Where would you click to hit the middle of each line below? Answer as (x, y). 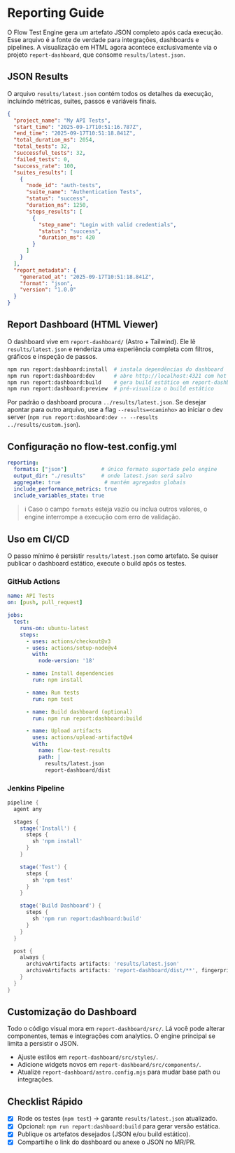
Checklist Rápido (45, 1101)
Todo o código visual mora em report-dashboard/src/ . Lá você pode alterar (116, 1029)
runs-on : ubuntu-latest (55, 628)
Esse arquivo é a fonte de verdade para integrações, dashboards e (103, 39)
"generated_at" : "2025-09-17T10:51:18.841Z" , (87, 277)
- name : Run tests (52, 693)
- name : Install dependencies (70, 674)
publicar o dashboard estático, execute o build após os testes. (97, 564)
